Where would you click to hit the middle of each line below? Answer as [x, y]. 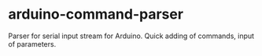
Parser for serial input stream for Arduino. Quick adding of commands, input [131, 36]
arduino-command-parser [96, 14]
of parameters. [32, 44]
